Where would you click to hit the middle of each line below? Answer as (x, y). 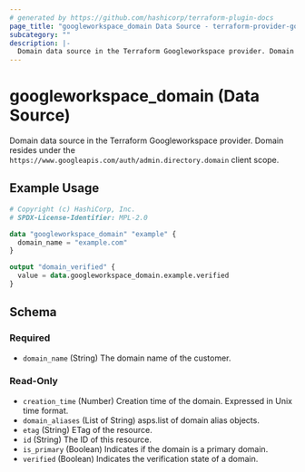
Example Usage (54, 188)
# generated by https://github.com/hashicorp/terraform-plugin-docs (142, 18)
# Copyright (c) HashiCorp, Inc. (73, 209)
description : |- (40, 43)
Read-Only (34, 381)
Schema (33, 312)
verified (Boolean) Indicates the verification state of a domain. (140, 458)
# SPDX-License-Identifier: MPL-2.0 (79, 217)
